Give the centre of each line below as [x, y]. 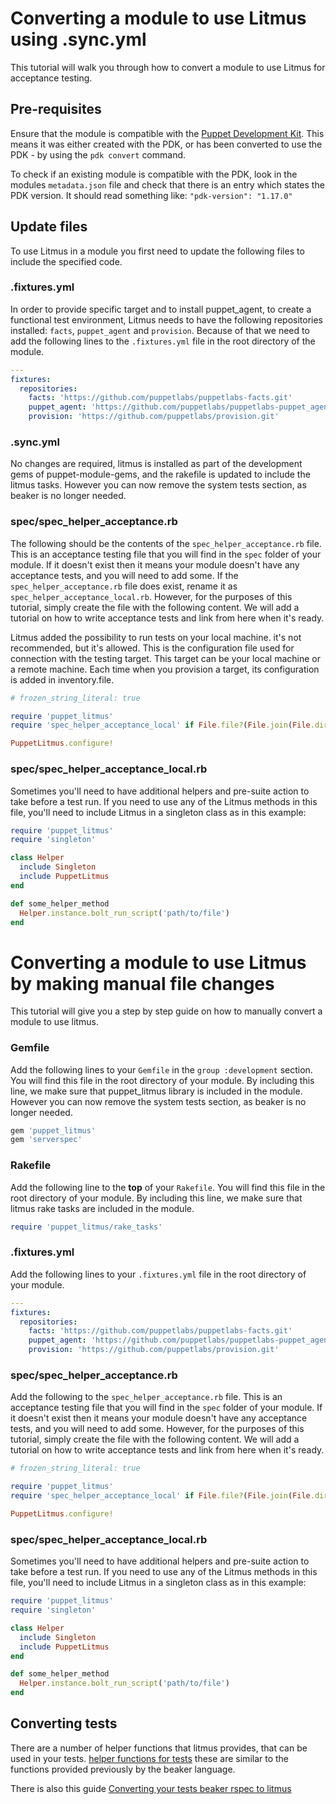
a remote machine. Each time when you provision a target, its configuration [165, 669]
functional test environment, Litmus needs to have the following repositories [166, 319]
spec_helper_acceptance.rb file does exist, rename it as [124, 586]
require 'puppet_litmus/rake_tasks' [86, 1227]
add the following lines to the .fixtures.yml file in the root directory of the [163, 341]
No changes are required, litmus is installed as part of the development [156, 464]
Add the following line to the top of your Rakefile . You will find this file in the [168, 1187]
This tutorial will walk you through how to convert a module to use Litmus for [168, 67]
